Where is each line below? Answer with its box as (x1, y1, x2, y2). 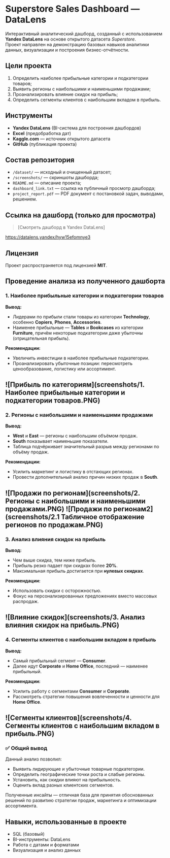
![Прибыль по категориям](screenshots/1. (5, 380, 145, 389)
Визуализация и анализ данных (12, 847, 81, 853)
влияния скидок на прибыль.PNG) (5, 621, 119, 630)
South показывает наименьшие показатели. (12, 438, 109, 444)
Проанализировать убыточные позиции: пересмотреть (12, 360, 133, 366)
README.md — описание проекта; (12, 180, 82, 186)
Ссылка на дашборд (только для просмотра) (5, 211, 156, 219)
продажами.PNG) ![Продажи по (5, 505, 112, 513)
